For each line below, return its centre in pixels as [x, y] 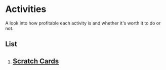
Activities [26, 9]
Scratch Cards [36, 61]
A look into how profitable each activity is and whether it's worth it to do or [83, 23]
